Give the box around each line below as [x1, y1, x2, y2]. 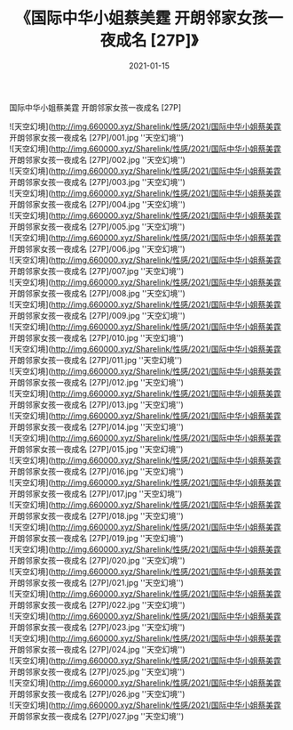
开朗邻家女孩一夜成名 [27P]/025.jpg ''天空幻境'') [9, 666, 186, 677]
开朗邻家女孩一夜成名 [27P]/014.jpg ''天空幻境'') [9, 421, 185, 432]
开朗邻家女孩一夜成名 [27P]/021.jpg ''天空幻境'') [9, 577, 185, 588]
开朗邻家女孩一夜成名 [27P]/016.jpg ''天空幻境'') [9, 466, 184, 476]
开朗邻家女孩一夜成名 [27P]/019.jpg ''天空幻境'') [9, 532, 184, 543]
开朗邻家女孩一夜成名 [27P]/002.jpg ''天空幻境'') [9, 154, 186, 165]
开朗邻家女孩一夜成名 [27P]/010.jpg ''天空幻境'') [9, 332, 185, 343]
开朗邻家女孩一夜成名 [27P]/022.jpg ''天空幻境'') [9, 599, 186, 610]
